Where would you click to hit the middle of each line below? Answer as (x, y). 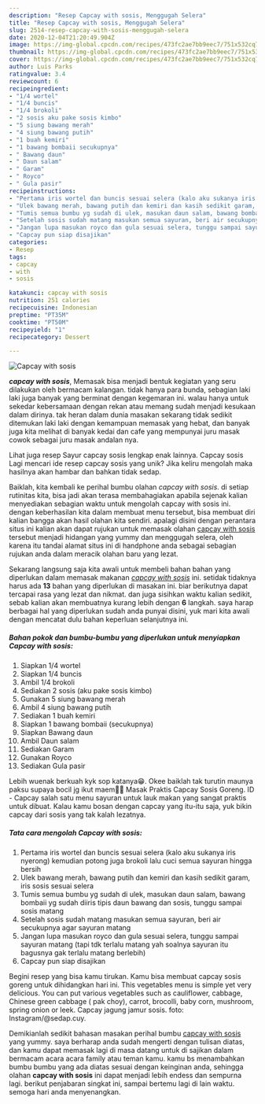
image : (20, 45)
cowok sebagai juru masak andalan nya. (74, 440)
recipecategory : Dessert (50, 337)
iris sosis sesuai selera (57, 886)
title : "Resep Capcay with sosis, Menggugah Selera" (97, 23)
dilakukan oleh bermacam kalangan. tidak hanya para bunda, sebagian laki (130, 390)
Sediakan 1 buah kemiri (58, 716)
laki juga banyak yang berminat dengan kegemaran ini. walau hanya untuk (129, 398)
